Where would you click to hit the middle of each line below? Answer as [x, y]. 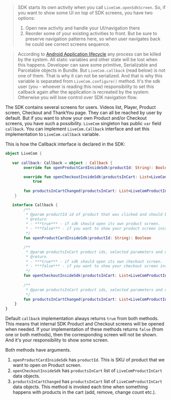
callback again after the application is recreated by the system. [84, 92]
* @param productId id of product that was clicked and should [94, 214]
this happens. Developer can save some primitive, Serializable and [87, 65]
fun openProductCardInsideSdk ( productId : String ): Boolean [88, 238]
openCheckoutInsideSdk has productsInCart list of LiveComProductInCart [88, 370]
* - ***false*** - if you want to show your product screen [91, 228]
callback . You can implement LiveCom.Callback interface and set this [78, 129]
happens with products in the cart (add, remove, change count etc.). [84, 392]
